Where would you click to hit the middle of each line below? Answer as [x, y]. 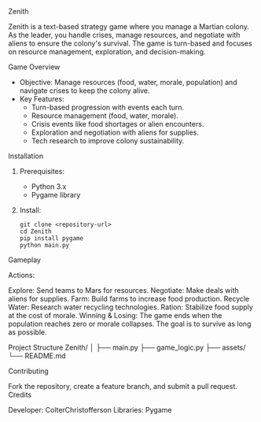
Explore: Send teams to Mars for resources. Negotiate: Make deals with [124, 290]
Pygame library [56, 195]
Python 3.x [49, 187]
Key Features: [42, 99]
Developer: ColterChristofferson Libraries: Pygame [90, 410]
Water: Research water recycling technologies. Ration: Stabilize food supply [131, 307]
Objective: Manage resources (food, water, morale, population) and [128, 82]
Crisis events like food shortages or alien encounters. [118, 124]
